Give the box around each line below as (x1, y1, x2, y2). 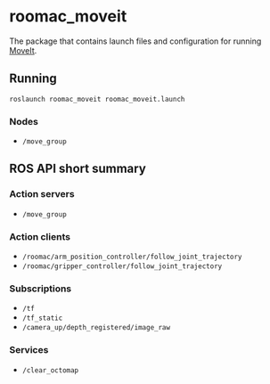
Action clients (9, 230, 71, 242)
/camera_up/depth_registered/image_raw (21, 323, 171, 332)
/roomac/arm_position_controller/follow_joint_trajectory (21, 252, 242, 262)
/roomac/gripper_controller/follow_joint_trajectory (21, 262, 223, 271)
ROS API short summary (9, 161, 147, 176)
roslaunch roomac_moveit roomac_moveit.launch (9, 94, 185, 103)
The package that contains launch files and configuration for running (9, 36, 262, 46)
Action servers (9, 188, 75, 200)
